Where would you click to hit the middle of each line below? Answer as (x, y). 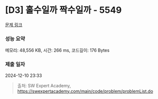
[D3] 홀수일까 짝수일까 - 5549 (63, 10)
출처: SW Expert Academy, (44, 85)
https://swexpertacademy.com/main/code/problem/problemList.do (85, 91)
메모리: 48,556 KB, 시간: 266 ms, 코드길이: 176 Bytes (57, 50)
